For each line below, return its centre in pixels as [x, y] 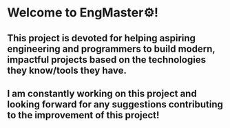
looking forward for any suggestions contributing [115, 104]
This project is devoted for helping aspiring [102, 38]
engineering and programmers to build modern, [111, 49]
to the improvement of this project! [83, 115]
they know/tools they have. [67, 70]
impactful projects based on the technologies [107, 60]
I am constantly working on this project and [102, 93]
